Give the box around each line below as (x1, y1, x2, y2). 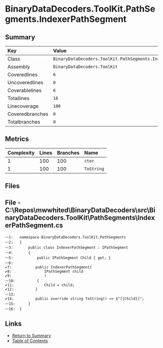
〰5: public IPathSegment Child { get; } (5, 255, 111, 260)
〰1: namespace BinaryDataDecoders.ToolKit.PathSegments (5, 235, 126, 240)
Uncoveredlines (7, 79, 44, 86)
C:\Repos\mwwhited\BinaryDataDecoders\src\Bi (5, 206, 156, 214)
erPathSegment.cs (5, 221, 63, 229)
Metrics (5, 135, 29, 143)
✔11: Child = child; (5, 283, 75, 288)
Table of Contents (12, 338, 48, 344)
